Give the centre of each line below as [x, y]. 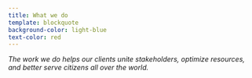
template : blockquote [44, 23]
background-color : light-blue [58, 30]
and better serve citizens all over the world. [79, 68]
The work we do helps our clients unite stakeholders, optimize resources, [127, 59]
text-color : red [35, 37]
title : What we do [38, 15]
